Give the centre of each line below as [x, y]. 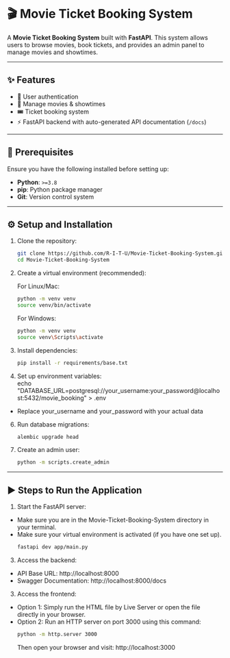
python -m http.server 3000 [57, 634]
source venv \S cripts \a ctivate [60, 337]
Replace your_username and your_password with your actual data [110, 411]
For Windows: [37, 318]
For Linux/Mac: [38, 286]
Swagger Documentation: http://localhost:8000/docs [91, 581]
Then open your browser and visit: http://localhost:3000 [96, 647]
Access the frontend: [47, 594]
